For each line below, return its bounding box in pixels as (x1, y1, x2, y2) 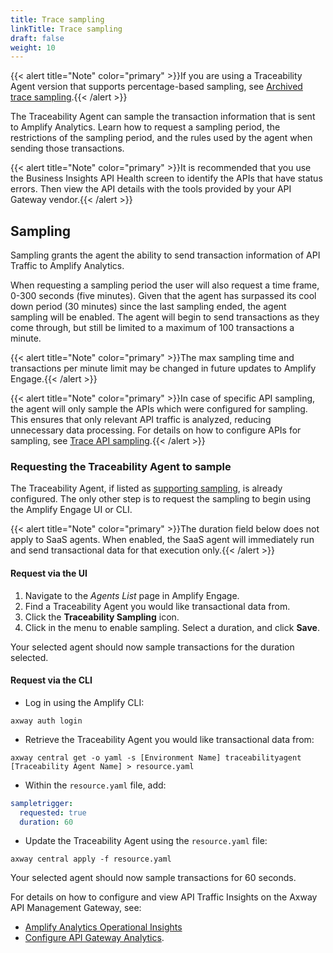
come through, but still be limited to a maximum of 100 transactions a (10, 322, 295, 334)
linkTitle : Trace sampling (10, 24, 123, 34)
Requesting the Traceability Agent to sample (10, 459, 232, 473)
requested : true (19, 807, 87, 818)
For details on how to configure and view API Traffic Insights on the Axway (10, 891, 318, 903)
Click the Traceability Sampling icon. (24, 611, 180, 623)
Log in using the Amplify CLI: (24, 696, 145, 708)
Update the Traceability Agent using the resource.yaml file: (24, 835, 268, 847)
